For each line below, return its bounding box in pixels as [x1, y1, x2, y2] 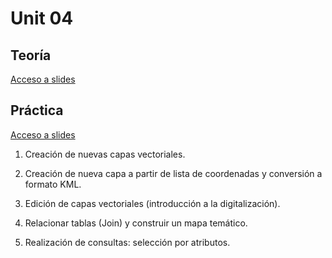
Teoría [10, 47, 52, 64]
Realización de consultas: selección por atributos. [24, 236, 231, 248]
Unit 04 [10, 7, 74, 30]
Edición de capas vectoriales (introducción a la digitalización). [24, 197, 281, 209]
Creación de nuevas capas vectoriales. [24, 148, 186, 160]
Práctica [10, 102, 64, 119]
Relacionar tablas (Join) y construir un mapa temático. [24, 217, 248, 229]
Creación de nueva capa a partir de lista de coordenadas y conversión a [24, 167, 323, 179]
